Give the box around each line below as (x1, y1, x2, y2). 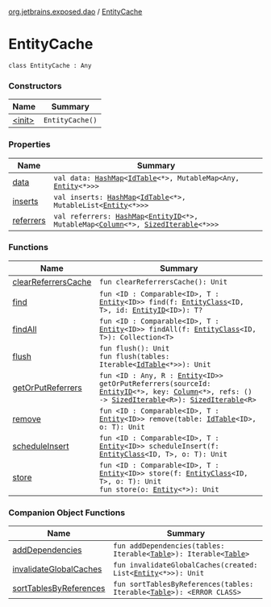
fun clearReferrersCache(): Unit (99, 277, 228, 286)
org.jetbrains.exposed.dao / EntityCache (8, 7, 143, 16)
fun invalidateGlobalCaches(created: (112, 560, 258, 570)
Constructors (8, 80, 62, 91)
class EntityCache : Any (8, 61, 92, 69)
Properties (8, 139, 51, 150)
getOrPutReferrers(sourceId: (99, 379, 211, 388)
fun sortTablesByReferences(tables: (112, 580, 254, 589)
